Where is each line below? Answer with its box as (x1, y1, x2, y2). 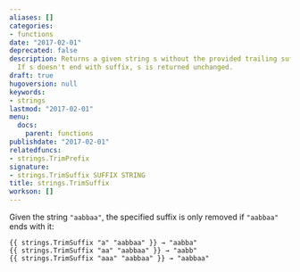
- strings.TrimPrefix (9, 153, 90, 163)
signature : (9, 162, 50, 171)
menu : (9, 112, 29, 121)
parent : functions (25, 129, 94, 138)
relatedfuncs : (9, 145, 62, 154)
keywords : (9, 87, 46, 96)
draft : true (9, 71, 54, 80)
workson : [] (9, 187, 54, 196)
